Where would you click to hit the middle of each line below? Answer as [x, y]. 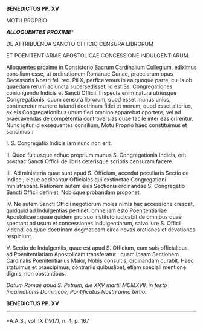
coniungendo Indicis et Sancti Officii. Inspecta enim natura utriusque [92, 93]
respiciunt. [20, 236]
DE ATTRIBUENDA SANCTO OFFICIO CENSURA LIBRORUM [80, 44]
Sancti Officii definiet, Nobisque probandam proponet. [74, 192]
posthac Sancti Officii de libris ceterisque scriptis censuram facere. [90, 161]
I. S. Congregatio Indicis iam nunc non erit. [59, 143]
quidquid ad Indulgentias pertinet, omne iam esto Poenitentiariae [87, 210]
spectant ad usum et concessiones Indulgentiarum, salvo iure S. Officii [94, 223]
